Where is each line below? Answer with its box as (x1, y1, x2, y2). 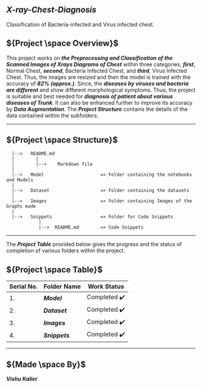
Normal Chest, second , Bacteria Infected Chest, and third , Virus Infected (6, 67, 188, 74)
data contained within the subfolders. (6, 111, 99, 119)
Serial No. (9, 282, 38, 291)
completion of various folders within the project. (6, 247, 125, 255)
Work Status (87, 282, 124, 291)
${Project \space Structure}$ (6, 135, 118, 145)
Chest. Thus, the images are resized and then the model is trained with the (6, 73, 191, 81)
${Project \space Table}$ (6, 264, 103, 274)
